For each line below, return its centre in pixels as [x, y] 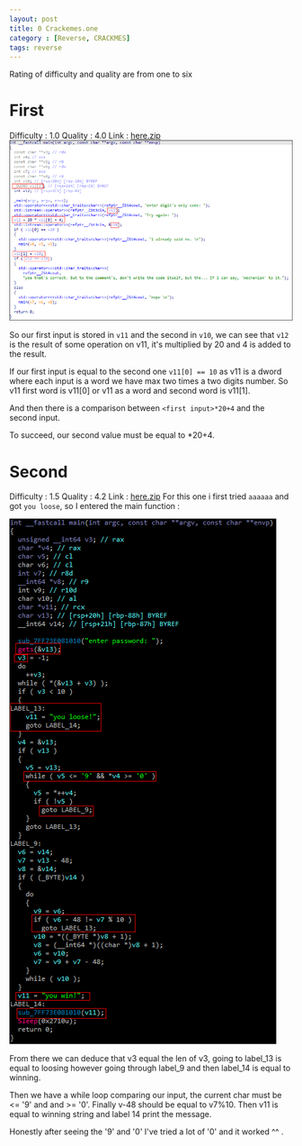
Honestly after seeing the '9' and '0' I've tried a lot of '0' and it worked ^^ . [147, 1132]
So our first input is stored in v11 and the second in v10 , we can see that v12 [149, 335]
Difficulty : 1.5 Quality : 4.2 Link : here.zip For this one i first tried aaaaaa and [149, 496]
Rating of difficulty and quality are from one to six [101, 74]
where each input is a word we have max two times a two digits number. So [149, 381]
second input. [35, 418]
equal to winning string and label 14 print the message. [111, 1114]
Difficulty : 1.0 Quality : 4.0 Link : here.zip [85, 136]
